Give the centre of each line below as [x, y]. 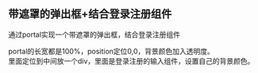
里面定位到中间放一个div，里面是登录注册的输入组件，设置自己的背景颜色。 [131, 60]
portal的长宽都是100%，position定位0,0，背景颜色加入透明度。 [111, 51]
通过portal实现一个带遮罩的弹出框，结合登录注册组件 [94, 35]
